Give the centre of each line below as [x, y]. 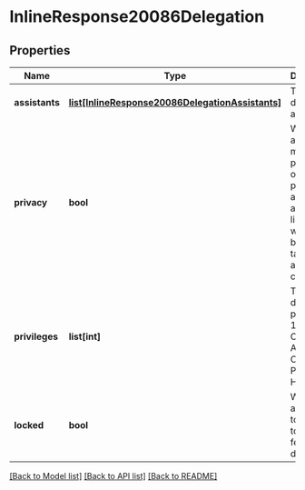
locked [29, 425]
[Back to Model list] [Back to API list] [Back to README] [113, 476]
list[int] [85, 336]
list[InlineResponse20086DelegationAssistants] [175, 102]
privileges [36, 336]
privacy [31, 202]
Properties [40, 50]
